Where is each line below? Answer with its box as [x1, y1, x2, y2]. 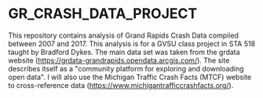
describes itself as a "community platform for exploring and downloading [8, 64, 245, 73]
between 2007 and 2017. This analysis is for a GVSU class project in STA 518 [8, 38, 256, 48]
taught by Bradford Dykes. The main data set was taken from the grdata [8, 47, 241, 56]
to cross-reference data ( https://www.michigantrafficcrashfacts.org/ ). [8, 80, 234, 90]
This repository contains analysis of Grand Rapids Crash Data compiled [8, 31, 239, 40]
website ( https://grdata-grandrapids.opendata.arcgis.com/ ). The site [8, 56, 230, 65]
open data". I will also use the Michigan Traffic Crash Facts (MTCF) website [8, 72, 252, 82]
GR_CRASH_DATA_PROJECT [8, 5, 198, 23]
